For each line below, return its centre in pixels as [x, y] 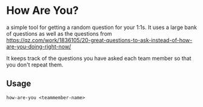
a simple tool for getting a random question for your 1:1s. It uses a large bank [101, 27]
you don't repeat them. [35, 65]
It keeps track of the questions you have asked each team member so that [99, 58]
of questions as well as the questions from [59, 33]
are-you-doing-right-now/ [39, 47]
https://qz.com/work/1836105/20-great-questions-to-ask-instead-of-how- [99, 40]
